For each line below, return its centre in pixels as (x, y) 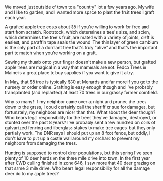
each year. (16, 17)
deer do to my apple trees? (32, 173)
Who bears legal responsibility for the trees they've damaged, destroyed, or (81, 117)
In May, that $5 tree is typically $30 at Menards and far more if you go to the (81, 82)
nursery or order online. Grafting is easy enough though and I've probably (79, 87)
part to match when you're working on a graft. (51, 53)
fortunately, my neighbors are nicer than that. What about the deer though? (80, 112)
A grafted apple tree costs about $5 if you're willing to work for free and (77, 27)
